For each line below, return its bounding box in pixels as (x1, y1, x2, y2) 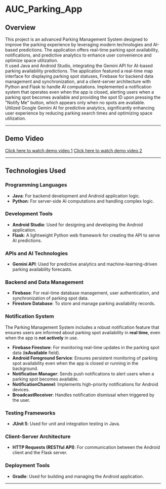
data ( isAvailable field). (12, 350, 60, 356)
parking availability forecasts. (12, 266, 73, 272)
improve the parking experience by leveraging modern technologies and (5, 42, 152, 48)
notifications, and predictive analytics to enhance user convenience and (5, 52, 152, 58)
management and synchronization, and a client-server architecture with (5, 78, 151, 84)
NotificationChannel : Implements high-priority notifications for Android (12, 381, 159, 387)
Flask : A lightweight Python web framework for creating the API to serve (12, 232, 160, 238)
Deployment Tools (5, 462, 50, 469)
